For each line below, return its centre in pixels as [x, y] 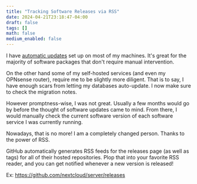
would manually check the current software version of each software [90, 116]
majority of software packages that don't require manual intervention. [90, 62]
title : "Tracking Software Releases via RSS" [63, 11]
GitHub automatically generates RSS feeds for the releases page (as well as [98, 151]
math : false [21, 34]
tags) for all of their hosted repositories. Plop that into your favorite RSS [93, 157]
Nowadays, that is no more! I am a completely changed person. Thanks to [96, 133]
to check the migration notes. [42, 92]
